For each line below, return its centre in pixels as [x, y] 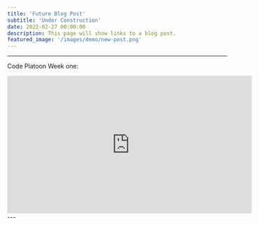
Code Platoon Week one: [43, 66]
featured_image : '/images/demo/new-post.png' [74, 40]
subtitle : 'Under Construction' [54, 20]
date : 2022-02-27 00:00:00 [46, 27]
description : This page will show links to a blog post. [92, 33]
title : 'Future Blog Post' [46, 14]
